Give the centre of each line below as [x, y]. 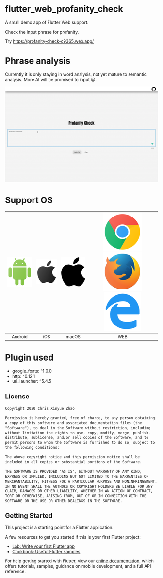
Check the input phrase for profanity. [42, 32]
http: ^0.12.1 [24, 376]
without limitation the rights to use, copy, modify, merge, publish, [78, 433]
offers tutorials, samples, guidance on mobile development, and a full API [78, 566]
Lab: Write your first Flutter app [43, 546]
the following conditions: [32, 447]
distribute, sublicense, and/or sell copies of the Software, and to [77, 437]
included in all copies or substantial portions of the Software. [73, 462]
